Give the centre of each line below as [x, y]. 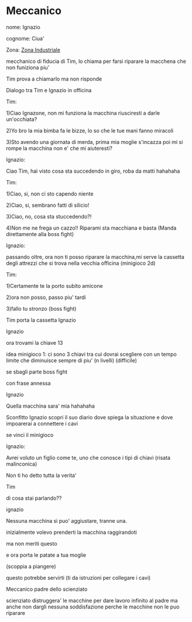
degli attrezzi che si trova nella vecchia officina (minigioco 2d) [81, 263]
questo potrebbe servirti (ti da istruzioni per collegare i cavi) [78, 577]
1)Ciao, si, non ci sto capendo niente [50, 194]
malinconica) [22, 464]
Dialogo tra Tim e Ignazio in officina [49, 90]
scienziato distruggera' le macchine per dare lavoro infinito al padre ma [92, 600]
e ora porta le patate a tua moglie [46, 555]
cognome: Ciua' [25, 38]
